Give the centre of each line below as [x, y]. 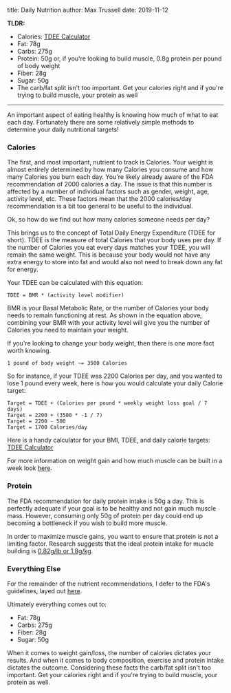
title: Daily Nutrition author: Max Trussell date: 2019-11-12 [88, 10]
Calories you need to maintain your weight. [68, 330]
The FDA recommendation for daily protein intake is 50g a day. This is [106, 501]
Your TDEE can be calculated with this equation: [75, 283]
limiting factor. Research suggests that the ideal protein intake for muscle [111, 544]
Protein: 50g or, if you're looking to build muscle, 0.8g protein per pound [119, 58]
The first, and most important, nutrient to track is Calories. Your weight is [110, 162]
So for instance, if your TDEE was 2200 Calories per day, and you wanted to [115, 376]
